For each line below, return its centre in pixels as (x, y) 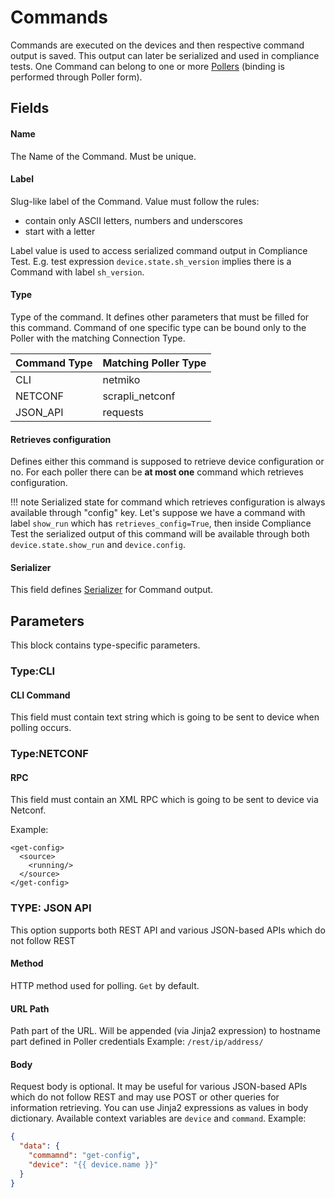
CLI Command (40, 695)
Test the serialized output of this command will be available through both (160, 534)
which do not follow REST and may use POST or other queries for (145, 1097)
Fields (30, 108)
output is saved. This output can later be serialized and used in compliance (165, 55)
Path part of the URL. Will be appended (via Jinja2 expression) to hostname (165, 1031)
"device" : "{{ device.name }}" (93, 1164)
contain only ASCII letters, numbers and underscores (133, 220)
